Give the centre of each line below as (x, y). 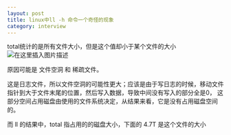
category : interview (37, 26)
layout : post (26, 13)
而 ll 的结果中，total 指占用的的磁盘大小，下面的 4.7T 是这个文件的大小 (107, 125)
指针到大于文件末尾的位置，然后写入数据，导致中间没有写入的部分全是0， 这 (115, 93)
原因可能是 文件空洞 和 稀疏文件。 (55, 70)
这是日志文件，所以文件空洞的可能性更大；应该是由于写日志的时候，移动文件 (115, 84)
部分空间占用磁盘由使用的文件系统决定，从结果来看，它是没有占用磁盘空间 (112, 101)
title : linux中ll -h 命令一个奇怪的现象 (60, 20)
